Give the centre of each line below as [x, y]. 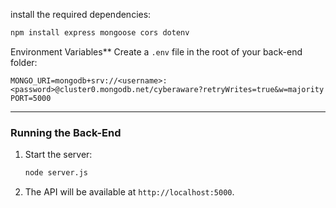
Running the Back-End [66, 132]
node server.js [56, 173]
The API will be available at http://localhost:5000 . [129, 192]
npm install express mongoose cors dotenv [100, 33]
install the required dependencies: [81, 14]
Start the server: [58, 155]
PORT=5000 [31, 98]
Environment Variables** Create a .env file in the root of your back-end [156, 51]
